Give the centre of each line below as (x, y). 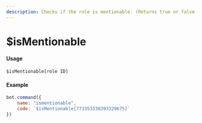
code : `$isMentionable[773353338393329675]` (74, 109)
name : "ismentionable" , (47, 103)
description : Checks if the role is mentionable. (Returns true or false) (102, 12)
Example (17, 84)
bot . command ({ (24, 98)
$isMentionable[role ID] (37, 72)
